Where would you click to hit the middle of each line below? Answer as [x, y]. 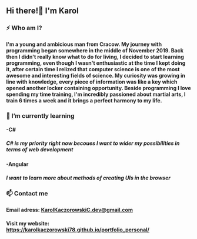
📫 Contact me [27, 194]
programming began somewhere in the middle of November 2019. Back [95, 50]
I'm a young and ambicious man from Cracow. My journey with [84, 44]
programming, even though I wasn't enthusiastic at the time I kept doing [96, 63]
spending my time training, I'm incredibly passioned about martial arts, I [96, 94]
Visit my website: [28, 223]
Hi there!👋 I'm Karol [43, 11]
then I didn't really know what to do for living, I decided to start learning [95, 57]
